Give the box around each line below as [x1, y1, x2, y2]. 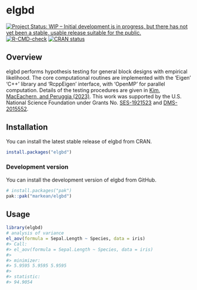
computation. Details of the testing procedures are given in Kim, [6, 86, 161, 94]
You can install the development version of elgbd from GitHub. [6, 176, 157, 183]
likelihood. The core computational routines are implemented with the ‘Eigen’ [6, 74, 191, 81]
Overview [6, 52, 43, 62]
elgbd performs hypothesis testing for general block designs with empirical [6, 68, 188, 75]
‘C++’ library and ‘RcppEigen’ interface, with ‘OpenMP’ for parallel [6, 80, 165, 87]
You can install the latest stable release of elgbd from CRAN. [6, 138, 152, 145]
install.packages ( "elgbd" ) [6, 149, 72, 155]
